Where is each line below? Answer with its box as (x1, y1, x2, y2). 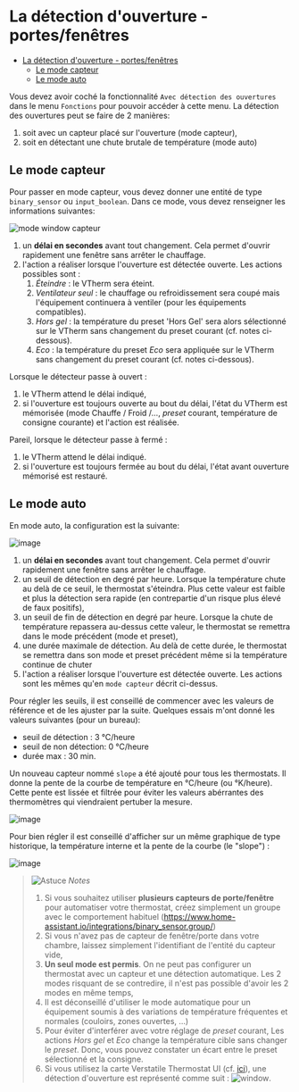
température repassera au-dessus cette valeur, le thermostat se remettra (21, 621, 291, 631)
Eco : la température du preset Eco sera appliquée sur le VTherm (35, 344, 275, 354)
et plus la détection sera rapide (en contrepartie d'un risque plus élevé (21, 592, 281, 604)
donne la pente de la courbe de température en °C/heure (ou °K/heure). (9, 777, 273, 788)
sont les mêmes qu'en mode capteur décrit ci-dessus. (21, 678, 219, 688)
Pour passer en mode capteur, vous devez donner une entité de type (9, 186, 262, 197)
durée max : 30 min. (21, 750, 96, 761)
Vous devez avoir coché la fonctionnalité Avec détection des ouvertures (9, 91, 277, 102)
